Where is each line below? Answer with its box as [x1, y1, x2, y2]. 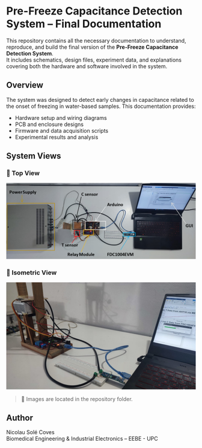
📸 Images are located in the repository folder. [20, 395, 133, 402]
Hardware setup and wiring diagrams [14, 114, 107, 121]
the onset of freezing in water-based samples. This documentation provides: [6, 103, 196, 110]
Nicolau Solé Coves [6, 429, 55, 436]
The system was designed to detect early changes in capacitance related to [6, 96, 194, 103]
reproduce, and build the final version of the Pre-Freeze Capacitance [6, 43, 179, 51]
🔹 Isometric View [6, 268, 57, 277]
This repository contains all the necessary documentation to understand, [6, 37, 186, 44]
